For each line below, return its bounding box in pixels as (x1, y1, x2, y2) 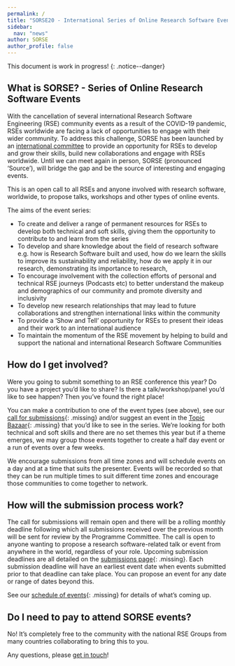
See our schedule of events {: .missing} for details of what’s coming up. (7, 591, 212, 599)
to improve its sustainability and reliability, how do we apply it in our (17, 256, 213, 265)
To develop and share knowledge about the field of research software (17, 242, 219, 250)
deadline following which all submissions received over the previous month (7, 525, 224, 534)
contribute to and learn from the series (17, 234, 129, 242)
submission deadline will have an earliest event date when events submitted (7, 562, 226, 571)
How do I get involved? (7, 359, 108, 371)
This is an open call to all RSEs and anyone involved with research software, (7, 185, 226, 193)
